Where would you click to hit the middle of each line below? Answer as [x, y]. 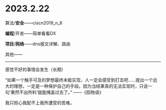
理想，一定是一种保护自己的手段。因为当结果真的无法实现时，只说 [81, 86]
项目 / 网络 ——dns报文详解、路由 [38, 44]
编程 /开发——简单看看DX [31, 33]
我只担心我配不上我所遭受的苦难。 [40, 103]
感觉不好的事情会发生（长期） [35, 69]
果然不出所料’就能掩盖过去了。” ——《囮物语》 [57, 92]
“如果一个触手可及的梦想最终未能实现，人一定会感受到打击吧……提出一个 [79, 80]
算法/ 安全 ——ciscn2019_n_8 [34, 23]
